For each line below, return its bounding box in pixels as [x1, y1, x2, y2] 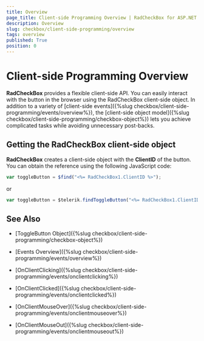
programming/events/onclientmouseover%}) [15, 309, 127, 317]
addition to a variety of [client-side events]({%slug [6, 102, 133, 110]
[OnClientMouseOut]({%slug [15, 321, 87, 329]
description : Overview [6, 20, 64, 26]
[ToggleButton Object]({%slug [15, 230, 91, 237]
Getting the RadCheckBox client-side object [6, 140, 176, 150]
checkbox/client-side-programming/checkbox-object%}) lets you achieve [6, 115, 191, 123]
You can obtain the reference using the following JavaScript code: [6, 162, 172, 170]
